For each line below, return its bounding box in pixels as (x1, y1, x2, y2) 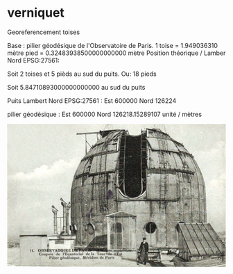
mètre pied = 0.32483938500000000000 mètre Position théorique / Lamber (7, 49, 226, 57)
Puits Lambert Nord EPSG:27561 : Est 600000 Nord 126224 (7, 96, 177, 105)
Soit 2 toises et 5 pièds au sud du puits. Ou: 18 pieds (7, 70, 157, 78)
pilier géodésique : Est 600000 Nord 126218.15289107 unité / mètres (7, 110, 202, 118)
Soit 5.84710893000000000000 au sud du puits (7, 83, 146, 91)
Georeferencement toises (7, 28, 80, 36)
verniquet (7, 5, 64, 21)
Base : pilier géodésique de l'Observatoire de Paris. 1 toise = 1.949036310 (7, 41, 218, 49)
